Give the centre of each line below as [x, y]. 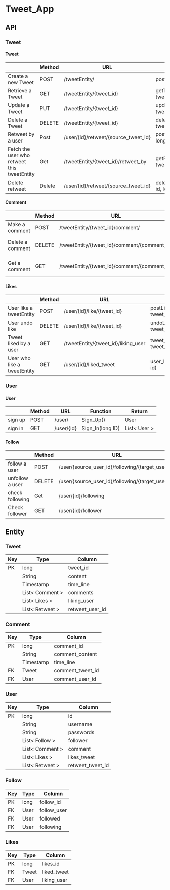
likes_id [51, 864]
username [80, 724]
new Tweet [21, 82]
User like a [20, 308]
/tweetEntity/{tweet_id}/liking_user [105, 344]
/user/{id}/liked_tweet [90, 365]
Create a [18, 76]
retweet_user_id [87, 609]
